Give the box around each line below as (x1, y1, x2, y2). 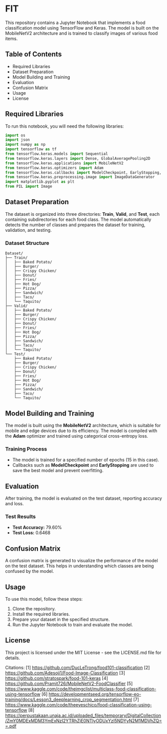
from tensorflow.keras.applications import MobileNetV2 (5, 161, 124, 166)
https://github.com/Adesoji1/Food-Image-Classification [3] (5, 669, 126, 676)
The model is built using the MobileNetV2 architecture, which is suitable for (5, 422, 161, 428)
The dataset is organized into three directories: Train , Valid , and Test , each (5, 211, 160, 217)
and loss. (5, 501, 24, 507)
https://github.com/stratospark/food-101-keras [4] (5, 675, 108, 681)
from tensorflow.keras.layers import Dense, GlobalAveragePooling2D (5, 156, 151, 161)
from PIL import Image (5, 184, 52, 189)
